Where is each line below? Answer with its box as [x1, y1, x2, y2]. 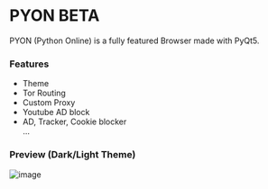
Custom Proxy [22, 97, 76, 108]
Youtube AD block [22, 107, 90, 118]
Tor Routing [22, 87, 66, 99]
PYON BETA [9, 5, 100, 26]
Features [9, 58, 50, 70]
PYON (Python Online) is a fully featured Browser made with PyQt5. [9, 35, 260, 46]
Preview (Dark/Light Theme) [9, 148, 136, 161]
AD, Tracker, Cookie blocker [22, 116, 127, 127]
